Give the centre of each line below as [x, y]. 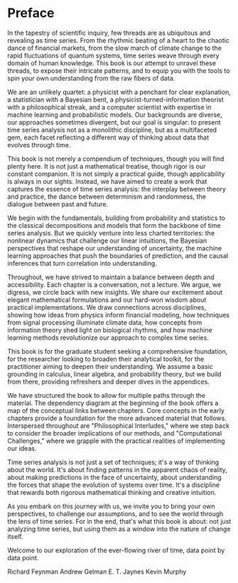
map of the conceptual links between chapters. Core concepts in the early [116, 410]
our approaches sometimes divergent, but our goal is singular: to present [114, 122]
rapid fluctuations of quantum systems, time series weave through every [113, 56]
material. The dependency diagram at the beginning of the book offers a [113, 403]
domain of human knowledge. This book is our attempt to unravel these [112, 63]
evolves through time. [39, 145]
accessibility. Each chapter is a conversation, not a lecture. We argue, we [114, 284]
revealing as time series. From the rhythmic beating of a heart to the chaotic [118, 40]
